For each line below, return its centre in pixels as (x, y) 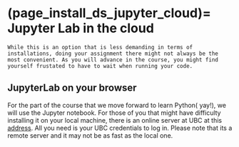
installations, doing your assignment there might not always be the (113, 54)
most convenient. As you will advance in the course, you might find (113, 60)
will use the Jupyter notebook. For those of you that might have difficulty (114, 113)
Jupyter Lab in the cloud (81, 28)
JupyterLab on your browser (72, 88)
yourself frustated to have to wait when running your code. (100, 66)
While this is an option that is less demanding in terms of (100, 47)
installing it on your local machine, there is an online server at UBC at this (115, 120)
